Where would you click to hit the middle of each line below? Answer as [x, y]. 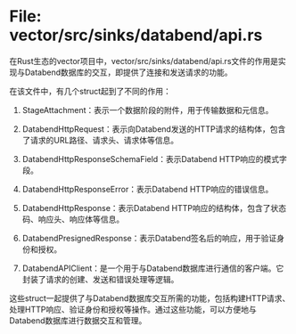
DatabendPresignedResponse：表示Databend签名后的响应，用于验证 [149, 238]
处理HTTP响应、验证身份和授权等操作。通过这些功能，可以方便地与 [133, 309]
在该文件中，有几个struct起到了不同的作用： [90, 91]
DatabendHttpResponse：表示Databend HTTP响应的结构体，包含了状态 [154, 208]
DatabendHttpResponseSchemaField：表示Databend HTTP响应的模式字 [155, 159]
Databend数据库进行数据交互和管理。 [78, 320]
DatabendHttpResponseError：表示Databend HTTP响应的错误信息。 [148, 189]
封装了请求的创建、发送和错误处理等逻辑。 [100, 279]
